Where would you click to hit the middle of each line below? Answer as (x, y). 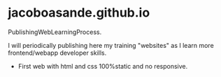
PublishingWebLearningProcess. (55, 32)
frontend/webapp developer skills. (57, 53)
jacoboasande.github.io (79, 13)
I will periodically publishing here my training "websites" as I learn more (111, 45)
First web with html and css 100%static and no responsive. (103, 66)
